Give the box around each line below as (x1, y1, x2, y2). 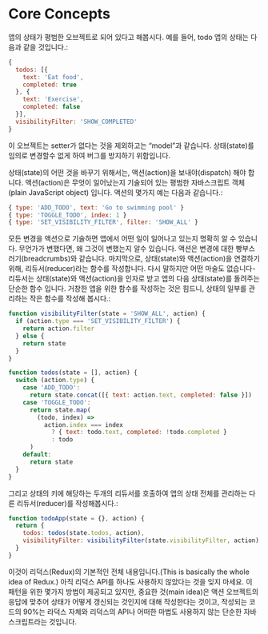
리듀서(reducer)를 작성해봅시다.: (16, 498, 118, 508)
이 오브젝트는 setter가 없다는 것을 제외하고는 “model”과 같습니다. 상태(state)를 (8, 141, 254, 150)
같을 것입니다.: (22, 42, 68, 52)
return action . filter (22, 325, 94, 333)
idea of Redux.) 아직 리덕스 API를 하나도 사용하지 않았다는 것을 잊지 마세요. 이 (8, 576, 253, 586)
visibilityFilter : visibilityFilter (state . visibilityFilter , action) (22, 536, 260, 544)
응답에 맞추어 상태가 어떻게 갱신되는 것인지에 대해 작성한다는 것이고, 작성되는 (8, 596, 248, 606)
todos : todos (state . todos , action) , (22, 529, 146, 537)
